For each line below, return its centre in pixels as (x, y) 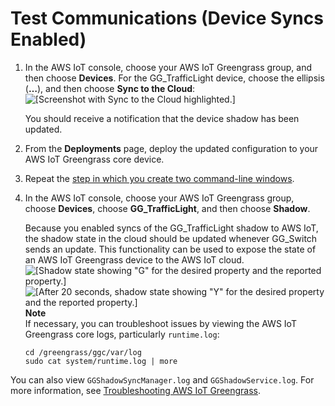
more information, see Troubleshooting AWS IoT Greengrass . (136, 390)
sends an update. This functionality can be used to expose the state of (170, 249)
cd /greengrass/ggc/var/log (83, 352)
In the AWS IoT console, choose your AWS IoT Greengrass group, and (168, 67)
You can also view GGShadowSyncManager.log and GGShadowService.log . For (162, 379)
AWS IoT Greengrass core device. (94, 159)
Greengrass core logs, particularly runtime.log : (122, 334)
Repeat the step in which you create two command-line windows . (159, 178)
